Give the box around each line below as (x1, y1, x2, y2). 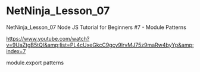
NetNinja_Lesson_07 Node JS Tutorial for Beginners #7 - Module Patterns (6, 24, 186, 31)
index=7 (6, 47, 26, 54)
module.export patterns (6, 59, 64, 66)
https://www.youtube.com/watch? (6, 35, 90, 42)
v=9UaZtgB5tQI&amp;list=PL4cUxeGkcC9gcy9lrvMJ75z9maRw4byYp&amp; (6, 41, 194, 48)
